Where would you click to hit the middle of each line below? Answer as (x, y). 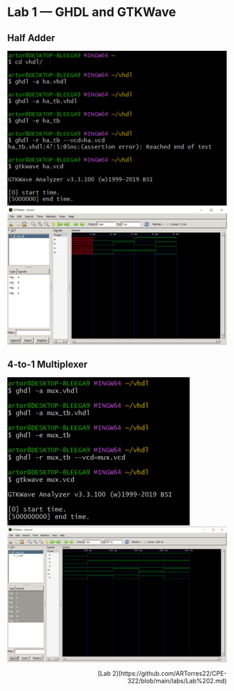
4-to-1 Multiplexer (48, 364)
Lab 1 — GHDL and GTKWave (92, 12)
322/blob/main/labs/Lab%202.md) (177, 681)
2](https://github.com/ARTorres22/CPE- (170, 673)
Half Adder (31, 38)
